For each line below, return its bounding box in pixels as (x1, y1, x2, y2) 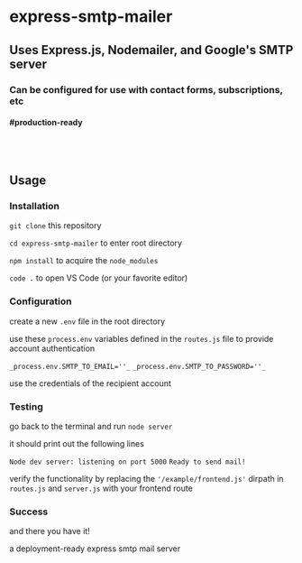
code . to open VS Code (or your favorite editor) (9, 272, 188, 283)
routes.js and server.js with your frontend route (9, 483, 194, 494)
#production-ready (9, 117, 83, 128)
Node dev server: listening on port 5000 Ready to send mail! (9, 457, 246, 466)
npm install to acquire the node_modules (9, 255, 159, 266)
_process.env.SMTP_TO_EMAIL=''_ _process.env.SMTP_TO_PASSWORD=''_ (9, 362, 266, 371)
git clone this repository (9, 220, 102, 231)
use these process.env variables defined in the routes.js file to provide (9, 333, 274, 344)
